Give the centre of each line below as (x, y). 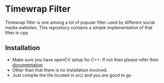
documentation (27, 65)
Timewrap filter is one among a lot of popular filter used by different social (80, 22)
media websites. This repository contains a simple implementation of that (79, 27)
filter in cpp (17, 33)
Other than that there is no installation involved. (60, 70)
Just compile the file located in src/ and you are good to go (72, 75)
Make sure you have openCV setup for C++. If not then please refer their (85, 60)
